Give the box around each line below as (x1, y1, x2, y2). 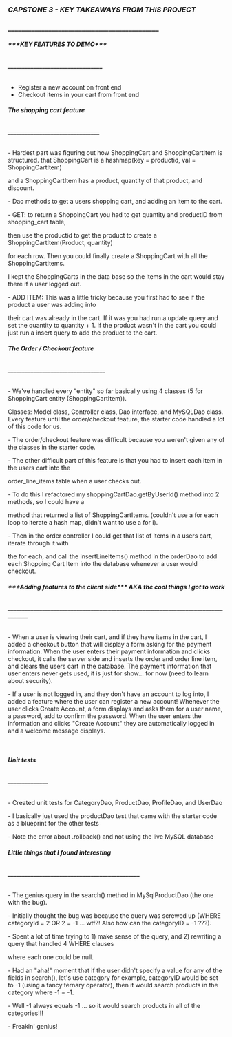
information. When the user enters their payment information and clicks (8, 647, 211, 656)
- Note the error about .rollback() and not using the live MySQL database (8, 832, 214, 841)
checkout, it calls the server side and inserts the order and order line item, (8, 655, 218, 663)
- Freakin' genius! (8, 1022, 58, 1030)
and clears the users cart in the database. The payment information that (8, 662, 212, 671)
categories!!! (8, 1009, 44, 1017)
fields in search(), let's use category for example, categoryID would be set (8, 973, 219, 982)
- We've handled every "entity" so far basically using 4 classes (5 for (8, 387, 204, 395)
